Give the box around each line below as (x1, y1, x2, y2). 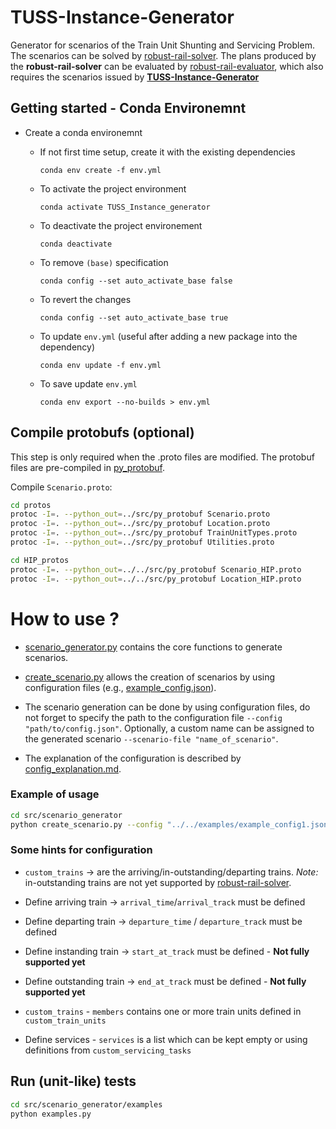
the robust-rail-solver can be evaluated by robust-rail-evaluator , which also (10, 60, 324, 72)
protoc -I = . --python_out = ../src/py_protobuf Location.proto (10, 519, 271, 529)
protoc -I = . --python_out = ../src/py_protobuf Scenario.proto (10, 509, 271, 520)
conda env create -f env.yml (39, 165, 162, 175)
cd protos (10, 500, 52, 510)
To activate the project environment (39, 182, 187, 195)
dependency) (39, 341, 96, 353)
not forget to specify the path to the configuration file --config (24, 711, 283, 723)
